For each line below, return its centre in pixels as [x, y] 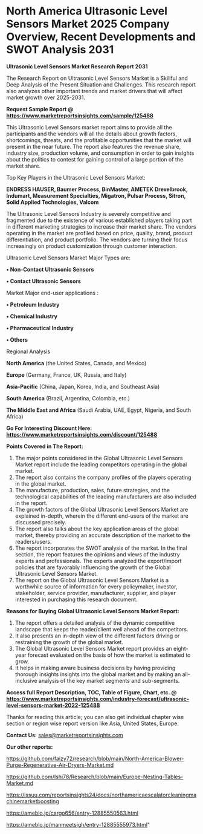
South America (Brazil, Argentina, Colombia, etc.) [68, 398]
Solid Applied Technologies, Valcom [53, 202]
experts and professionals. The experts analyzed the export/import [98, 561]
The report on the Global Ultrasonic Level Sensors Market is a [92, 580]
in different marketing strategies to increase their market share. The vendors [101, 226]
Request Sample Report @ [40, 109]
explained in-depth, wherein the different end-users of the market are [101, 516]
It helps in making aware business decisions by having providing [95, 668]
